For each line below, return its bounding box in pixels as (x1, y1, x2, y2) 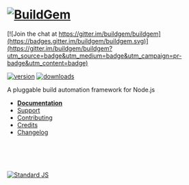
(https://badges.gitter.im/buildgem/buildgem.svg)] (7, 36, 149, 45)
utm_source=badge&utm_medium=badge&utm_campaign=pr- (7, 52, 182, 60)
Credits (16, 120, 38, 129)
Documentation (16, 98, 63, 107)
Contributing (16, 113, 53, 122)
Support (16, 106, 40, 114)
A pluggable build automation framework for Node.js (7, 85, 155, 94)
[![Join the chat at (7, 30, 58, 38)
